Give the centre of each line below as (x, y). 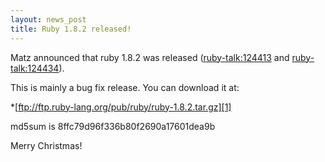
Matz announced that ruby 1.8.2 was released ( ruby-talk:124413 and (150, 57)
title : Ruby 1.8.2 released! (71, 29)
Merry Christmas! (46, 145)
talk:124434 (35, 68)
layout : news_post (48, 19)
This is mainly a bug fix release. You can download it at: (125, 87)
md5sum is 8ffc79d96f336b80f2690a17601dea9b (113, 126)
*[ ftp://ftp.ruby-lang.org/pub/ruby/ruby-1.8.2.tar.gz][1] (121, 107)
